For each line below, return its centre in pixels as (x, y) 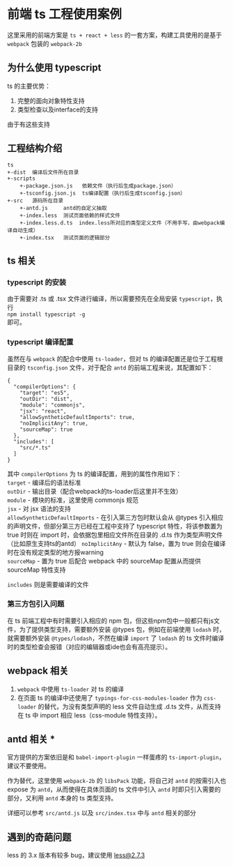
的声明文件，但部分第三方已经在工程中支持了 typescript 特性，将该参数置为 (115, 526)
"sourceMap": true (46, 430)
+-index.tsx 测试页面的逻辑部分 (65, 238)
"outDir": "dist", (46, 399)
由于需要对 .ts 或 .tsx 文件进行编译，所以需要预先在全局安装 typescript (109, 299)
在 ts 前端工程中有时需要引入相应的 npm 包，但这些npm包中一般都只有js (111, 621)
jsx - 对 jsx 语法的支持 (39, 508)
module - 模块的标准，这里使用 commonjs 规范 (73, 500)
